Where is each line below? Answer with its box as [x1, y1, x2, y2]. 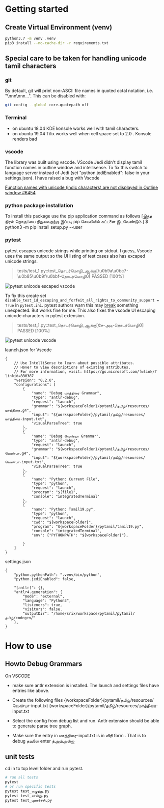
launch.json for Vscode [5, 347, 52, 353]
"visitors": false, [23, 606, 63, 612]
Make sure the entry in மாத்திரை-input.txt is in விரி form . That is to [12, 732, 146, 738]
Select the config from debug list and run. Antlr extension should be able [12, 718, 160, 723]
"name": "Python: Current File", [31, 477, 100, 481]
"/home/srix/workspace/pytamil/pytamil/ [51, 611, 135, 616]
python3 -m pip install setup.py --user [5, 224, 82, 230]
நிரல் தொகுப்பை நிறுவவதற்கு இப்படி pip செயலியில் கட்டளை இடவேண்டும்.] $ [5, 219, 148, 225]
